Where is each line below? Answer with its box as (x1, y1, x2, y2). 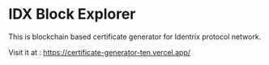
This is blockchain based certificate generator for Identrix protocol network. (8, 32, 262, 41)
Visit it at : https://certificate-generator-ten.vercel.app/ (8, 47, 191, 57)
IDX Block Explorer (8, 5, 136, 24)
